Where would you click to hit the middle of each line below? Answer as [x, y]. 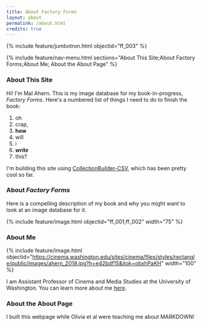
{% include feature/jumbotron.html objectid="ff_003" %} [77, 46]
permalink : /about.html [36, 23]
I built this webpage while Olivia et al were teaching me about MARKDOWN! [100, 317]
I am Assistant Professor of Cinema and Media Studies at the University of [99, 282]
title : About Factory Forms [42, 12]
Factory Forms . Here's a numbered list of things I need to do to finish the [97, 99]
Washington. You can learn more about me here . [67, 288]
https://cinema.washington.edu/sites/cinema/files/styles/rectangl [113, 257]
